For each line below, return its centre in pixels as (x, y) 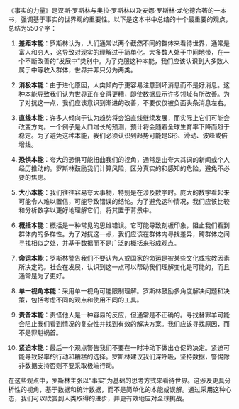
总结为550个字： (33, 28)
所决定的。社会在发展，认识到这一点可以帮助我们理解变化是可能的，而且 (124, 267)
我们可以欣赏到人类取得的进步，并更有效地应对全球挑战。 (104, 398)
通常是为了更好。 (43, 276)
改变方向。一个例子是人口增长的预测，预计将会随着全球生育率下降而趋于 (124, 127)
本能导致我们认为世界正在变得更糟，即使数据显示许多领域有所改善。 (124, 94)
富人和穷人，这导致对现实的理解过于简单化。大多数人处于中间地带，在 (121, 52)
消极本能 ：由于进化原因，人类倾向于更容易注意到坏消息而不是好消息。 (121, 85)
